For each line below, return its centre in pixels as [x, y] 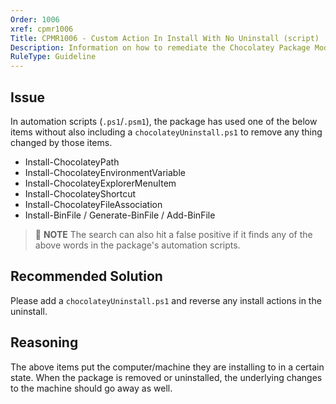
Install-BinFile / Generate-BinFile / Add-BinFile [120, 215]
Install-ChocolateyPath [72, 162]
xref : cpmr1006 [42, 29]
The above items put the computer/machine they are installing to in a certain [167, 367]
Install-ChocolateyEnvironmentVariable [105, 172]
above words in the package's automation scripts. [137, 245]
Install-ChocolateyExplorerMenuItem [100, 183]
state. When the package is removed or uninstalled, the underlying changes [166, 377]
